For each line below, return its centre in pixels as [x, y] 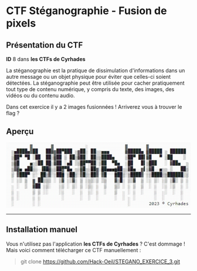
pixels [21, 23]
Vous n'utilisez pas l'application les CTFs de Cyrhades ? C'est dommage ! [96, 244]
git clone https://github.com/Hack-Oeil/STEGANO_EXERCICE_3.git [100, 261]
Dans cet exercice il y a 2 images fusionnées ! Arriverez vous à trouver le [94, 107]
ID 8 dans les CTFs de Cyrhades [46, 59]
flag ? [13, 113]
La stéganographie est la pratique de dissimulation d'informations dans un [96, 71]
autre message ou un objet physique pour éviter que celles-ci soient [89, 77]
